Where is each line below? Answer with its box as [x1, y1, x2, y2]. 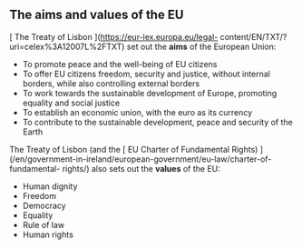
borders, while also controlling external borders [22, 77, 200, 89]
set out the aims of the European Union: [126, 41, 277, 52]
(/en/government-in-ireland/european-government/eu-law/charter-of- [9, 154, 272, 164]
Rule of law [22, 219, 65, 230]
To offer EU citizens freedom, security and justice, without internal [22, 68, 270, 79]
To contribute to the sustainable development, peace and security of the [22, 116, 293, 127]
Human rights [22, 229, 74, 240]
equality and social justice [22, 97, 121, 108]
